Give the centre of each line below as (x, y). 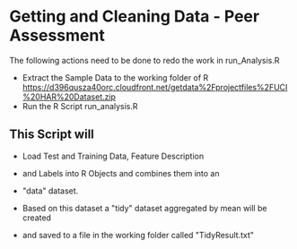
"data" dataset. (50, 191)
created (37, 218)
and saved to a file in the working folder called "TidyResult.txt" (138, 235)
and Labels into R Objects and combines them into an (121, 173)
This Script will (52, 135)
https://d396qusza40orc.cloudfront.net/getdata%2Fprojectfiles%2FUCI (155, 87)
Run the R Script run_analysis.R (80, 106)
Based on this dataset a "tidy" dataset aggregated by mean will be (144, 208)
